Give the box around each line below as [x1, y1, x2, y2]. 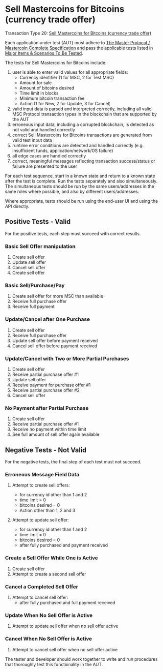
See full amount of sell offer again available [12, 431, 99, 437]
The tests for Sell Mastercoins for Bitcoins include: [5, 60, 107, 65]
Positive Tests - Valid [5, 217, 71, 226]
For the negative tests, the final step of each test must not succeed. [5, 459, 141, 465]
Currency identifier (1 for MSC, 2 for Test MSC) [19, 74, 114, 80]
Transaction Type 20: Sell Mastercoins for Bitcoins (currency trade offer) [5, 30, 152, 36]
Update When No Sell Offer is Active [5, 611, 93, 618]
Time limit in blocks [19, 90, 59, 96]
